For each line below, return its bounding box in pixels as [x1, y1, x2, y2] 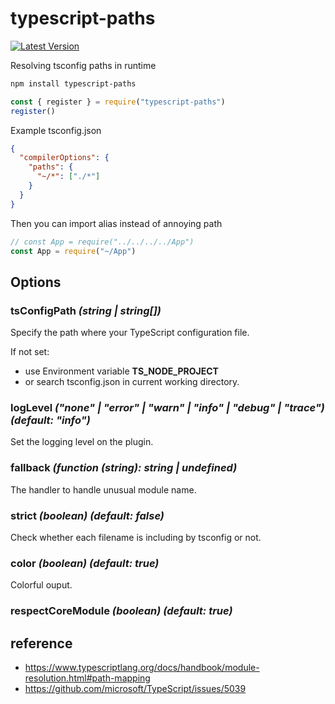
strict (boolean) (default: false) [10, 508, 165, 522]
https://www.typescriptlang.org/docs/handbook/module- [24, 662, 260, 674]
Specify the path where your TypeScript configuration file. [10, 327, 250, 339]
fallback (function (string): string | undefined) [10, 461, 238, 475]
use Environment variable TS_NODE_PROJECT [24, 365, 219, 377]
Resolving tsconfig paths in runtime [10, 59, 157, 71]
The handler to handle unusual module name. [10, 483, 197, 496]
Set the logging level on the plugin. [10, 436, 154, 448]
